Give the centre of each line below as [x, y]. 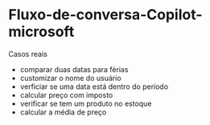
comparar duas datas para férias [74, 69]
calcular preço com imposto [66, 95]
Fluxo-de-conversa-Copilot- [105, 15]
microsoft [41, 32]
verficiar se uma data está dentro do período [94, 87]
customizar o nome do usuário [71, 78]
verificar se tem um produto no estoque [86, 103]
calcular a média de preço [63, 112]
